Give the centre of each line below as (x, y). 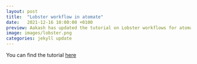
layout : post (22, 11)
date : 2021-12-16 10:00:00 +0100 (50, 22)
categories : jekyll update (39, 38)
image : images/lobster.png (39, 33)
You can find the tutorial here (41, 55)
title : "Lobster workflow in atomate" (55, 17)
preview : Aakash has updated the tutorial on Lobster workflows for (91, 28)
